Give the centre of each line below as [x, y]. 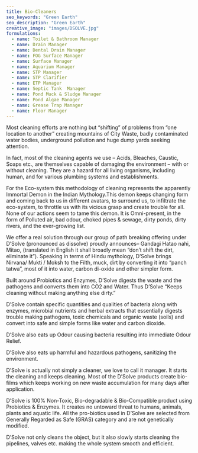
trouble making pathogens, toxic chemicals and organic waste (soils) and [95, 317]
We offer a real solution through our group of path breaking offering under [96, 237]
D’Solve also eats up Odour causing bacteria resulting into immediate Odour [99, 335]
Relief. [14, 341]
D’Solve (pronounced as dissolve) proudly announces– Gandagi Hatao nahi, [98, 244]
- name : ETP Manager [37, 83]
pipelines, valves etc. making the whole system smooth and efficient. [90, 444]
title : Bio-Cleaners [32, 12]
